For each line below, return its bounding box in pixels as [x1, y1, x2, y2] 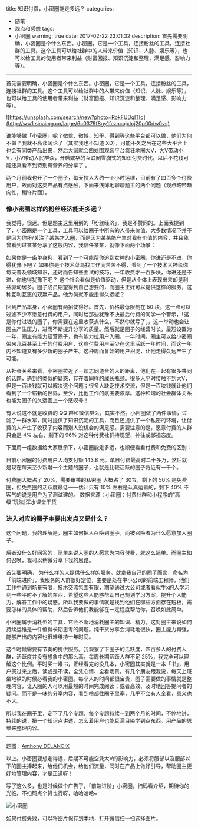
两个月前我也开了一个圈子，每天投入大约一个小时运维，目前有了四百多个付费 [6, 174, 192, 181]
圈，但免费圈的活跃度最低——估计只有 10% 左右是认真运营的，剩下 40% [6, 484, 183, 491]
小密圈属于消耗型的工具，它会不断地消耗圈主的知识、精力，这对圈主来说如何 [6, 618, 192, 626]
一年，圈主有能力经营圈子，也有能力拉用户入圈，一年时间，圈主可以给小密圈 [6, 333, 192, 340]
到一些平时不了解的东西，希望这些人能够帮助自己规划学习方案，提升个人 [6, 591, 181, 598]
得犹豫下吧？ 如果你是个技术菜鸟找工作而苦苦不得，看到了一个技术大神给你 [6, 262, 189, 269]
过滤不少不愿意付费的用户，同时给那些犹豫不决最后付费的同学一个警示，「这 [6, 311, 190, 318]
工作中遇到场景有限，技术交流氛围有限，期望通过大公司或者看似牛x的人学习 [6, 584, 190, 591]
